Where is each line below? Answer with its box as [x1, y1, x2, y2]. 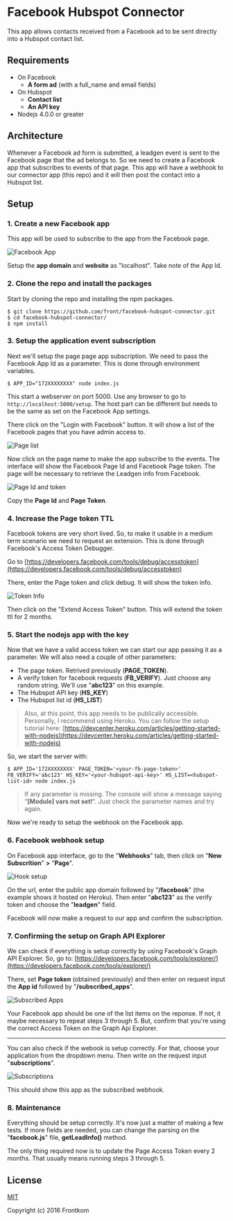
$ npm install [7, 320, 49, 327]
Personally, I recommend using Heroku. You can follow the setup [24, 717, 209, 725]
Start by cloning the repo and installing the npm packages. [7, 294, 175, 302]
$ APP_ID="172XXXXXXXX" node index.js [7, 379, 119, 387]
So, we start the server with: [7, 752, 88, 760]
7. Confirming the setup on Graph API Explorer [7, 931, 166, 941]
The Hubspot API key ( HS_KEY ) [17, 688, 109, 697]
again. [24, 805, 42, 813]
